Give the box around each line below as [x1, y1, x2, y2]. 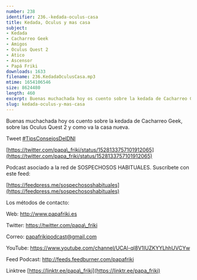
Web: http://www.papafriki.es [6, 210, 77, 217]
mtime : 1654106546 [6, 80, 51, 86]
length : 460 [6, 90, 35, 96]
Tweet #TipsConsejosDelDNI [6, 135, 76, 142]
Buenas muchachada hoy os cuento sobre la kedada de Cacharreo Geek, [6, 117, 183, 124]
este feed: [6, 170, 30, 177]
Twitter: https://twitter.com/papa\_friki [6, 221, 98, 228]
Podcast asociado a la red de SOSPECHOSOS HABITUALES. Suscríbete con [6, 163, 189, 170]
